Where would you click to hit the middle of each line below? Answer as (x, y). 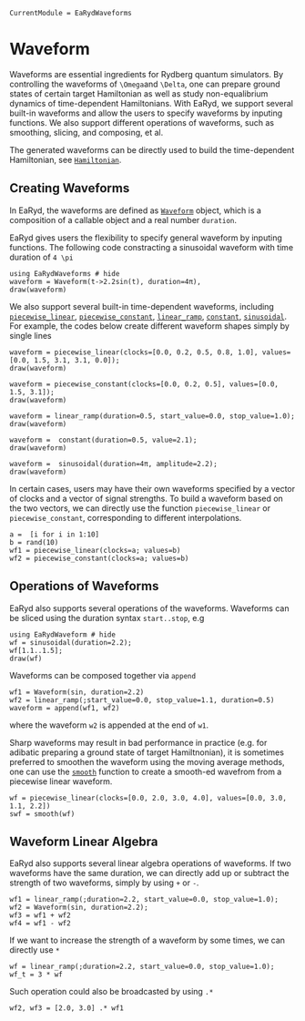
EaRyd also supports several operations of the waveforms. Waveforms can (149, 608)
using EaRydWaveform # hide (63, 634)
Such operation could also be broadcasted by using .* (112, 992)
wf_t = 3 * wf (36, 975)
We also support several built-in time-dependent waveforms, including (142, 306)
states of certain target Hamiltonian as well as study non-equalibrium (139, 93)
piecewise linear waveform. (61, 781)
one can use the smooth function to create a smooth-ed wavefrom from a (146, 771)
